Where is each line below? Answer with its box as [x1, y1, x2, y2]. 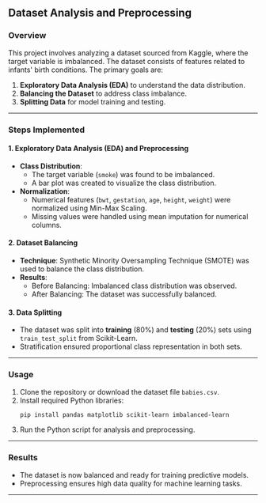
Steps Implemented [8, 124, 85, 135]
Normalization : [19, 186, 70, 196]
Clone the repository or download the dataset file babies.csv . [19, 387, 220, 396]
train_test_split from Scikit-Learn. [19, 334, 139, 343]
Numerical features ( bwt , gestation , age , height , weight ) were [31, 195, 231, 204]
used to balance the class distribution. [19, 264, 145, 274]
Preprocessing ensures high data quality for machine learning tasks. [19, 478, 243, 488]
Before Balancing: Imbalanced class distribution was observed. [31, 281, 237, 291]
